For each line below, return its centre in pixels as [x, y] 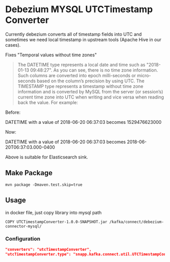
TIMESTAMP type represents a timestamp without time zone [80, 86]
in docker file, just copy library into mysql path [54, 212]
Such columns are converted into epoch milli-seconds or [77, 75]
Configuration [23, 239]
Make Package [29, 173]
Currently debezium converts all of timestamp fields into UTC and [74, 34]
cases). [13, 45]
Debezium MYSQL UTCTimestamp [79, 9]
